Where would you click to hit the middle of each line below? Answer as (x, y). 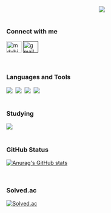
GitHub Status (27, 150)
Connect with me (32, 31)
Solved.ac (22, 190)
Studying (20, 113)
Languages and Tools (39, 77)
